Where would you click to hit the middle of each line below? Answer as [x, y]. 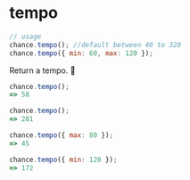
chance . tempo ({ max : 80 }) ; [62, 135]
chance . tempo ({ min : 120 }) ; [63, 160]
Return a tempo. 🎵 [42, 70]
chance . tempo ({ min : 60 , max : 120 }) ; [81, 53]
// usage [25, 37]
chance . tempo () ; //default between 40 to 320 [95, 45]
